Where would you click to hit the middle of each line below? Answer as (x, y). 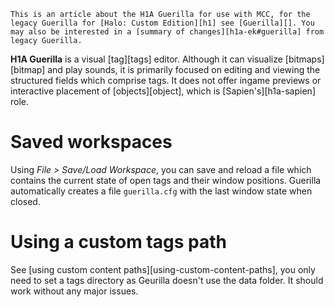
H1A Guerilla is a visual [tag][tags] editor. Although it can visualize (146, 59)
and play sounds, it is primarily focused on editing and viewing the (184, 69)
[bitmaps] (304, 59)
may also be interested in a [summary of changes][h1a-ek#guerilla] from (167, 32)
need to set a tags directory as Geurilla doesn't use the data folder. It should (167, 280)
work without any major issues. (74, 291)
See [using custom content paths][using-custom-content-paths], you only (163, 269)
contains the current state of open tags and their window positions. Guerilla (166, 180)
